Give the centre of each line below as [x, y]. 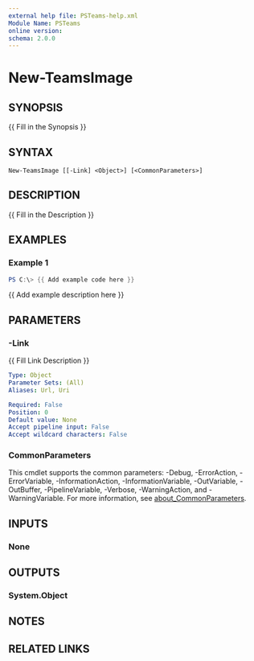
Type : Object [30, 376]
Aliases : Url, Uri [39, 390]
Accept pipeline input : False [59, 427]
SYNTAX [31, 152]
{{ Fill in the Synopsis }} [47, 127]
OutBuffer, [25, 490]
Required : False [35, 404]
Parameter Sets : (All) [46, 383]
